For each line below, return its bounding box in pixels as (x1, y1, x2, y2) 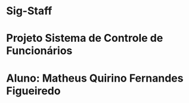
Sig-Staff (6, 4, 52, 18)
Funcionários (6, 44, 73, 58)
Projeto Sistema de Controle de (6, 32, 163, 45)
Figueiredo (6, 84, 61, 98)
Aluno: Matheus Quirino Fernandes (6, 71, 184, 85)
